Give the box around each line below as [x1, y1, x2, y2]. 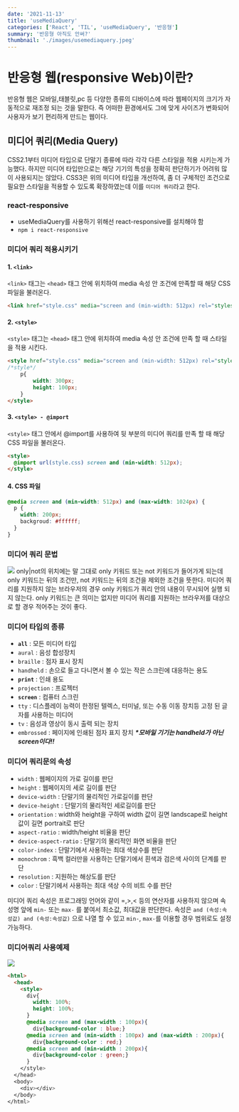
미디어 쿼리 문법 [7, 549, 58, 559]
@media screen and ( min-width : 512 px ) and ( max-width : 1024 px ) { [7, 498, 206, 505]
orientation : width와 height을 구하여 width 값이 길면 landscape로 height [17, 810, 228, 818]
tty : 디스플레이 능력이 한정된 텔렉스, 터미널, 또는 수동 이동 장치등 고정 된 [17, 701, 221, 710]
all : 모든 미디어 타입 [17, 640, 77, 648]
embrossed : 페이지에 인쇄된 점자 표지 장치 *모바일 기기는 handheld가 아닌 [17, 729, 224, 737]
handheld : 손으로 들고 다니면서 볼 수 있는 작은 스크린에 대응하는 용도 [17, 666, 208, 674]
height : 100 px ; [33, 383, 78, 391]
